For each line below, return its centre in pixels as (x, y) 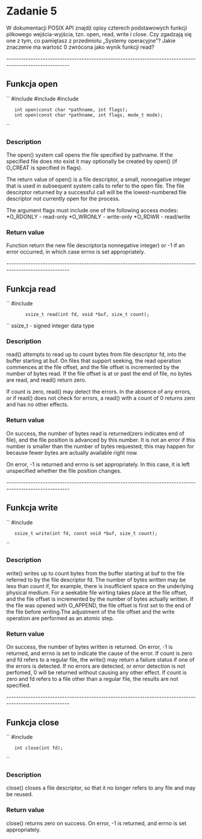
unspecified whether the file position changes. (64, 470)
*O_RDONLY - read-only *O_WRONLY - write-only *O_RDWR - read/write (98, 217)
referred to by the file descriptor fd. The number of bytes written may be (96, 580)
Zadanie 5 (32, 11)
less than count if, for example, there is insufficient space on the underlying (100, 586)
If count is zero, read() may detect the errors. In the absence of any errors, (99, 392)
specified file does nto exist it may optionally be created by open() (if (92, 162)
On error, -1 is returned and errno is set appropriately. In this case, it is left (98, 464)
